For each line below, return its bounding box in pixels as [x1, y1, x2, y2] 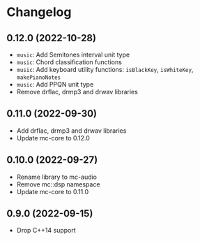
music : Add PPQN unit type [16, 80, 94, 88]
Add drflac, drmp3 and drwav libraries [16, 126, 127, 135]
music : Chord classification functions [16, 58, 123, 66]
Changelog [6, 4, 72, 20]
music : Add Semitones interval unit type [16, 50, 130, 59]
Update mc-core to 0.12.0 [16, 133, 90, 142]
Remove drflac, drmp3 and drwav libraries [16, 88, 139, 96]
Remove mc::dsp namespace [16, 180, 100, 189]
